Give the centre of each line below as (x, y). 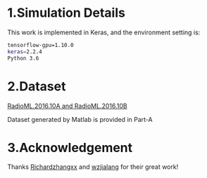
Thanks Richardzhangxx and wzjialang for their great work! (93, 167)
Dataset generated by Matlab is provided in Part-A (80, 119)
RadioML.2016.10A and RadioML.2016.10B (68, 106)
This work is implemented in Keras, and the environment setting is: (104, 32)
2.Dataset (37, 86)
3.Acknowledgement (70, 148)
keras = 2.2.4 (25, 52)
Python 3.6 (23, 58)
